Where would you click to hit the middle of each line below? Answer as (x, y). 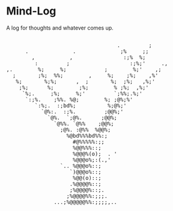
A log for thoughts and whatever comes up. (60, 28)
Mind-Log (31, 11)
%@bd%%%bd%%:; (87, 136)
